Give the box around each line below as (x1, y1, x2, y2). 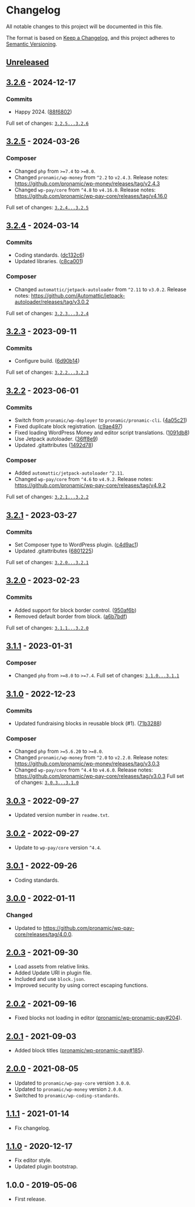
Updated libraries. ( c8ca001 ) (14, 258, 83, 265)
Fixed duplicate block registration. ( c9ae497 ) (14, 423, 123, 430)
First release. (14, 1196, 46, 1203)
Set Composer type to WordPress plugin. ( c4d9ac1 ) (14, 541, 139, 548)
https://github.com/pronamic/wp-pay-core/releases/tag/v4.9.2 (14, 482, 166, 489)
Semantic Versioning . (6, 40, 57, 47)
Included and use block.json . (14, 976, 86, 983)
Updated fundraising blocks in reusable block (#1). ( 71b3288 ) (14, 720, 162, 727)
